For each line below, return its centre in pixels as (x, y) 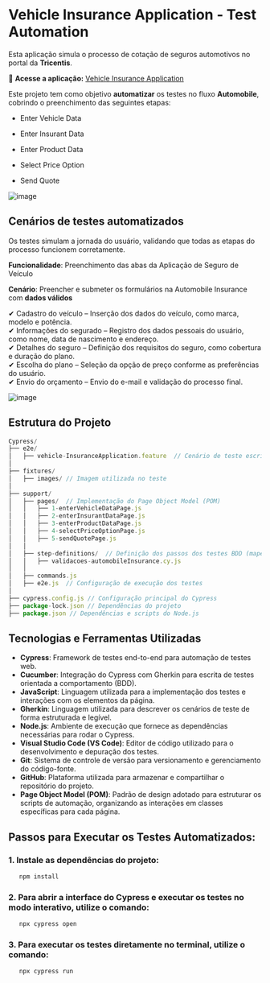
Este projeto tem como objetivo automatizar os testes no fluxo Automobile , (134, 93)
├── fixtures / (32, 471)
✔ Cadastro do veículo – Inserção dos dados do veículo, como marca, (124, 313)
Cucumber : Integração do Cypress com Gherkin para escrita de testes (137, 675)
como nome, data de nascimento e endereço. (84, 339)
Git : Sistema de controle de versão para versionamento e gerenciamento (140, 760)
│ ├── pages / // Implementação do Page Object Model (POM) (115, 501)
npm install (39, 877)
